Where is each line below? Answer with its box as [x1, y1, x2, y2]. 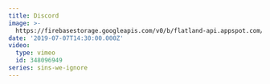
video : [8, 42, 31, 50]
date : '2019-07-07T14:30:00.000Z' [8, 34, 125, 42]
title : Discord [8, 11, 59, 20]
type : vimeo [15, 49, 56, 57]
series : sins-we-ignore [8, 64, 88, 72]
